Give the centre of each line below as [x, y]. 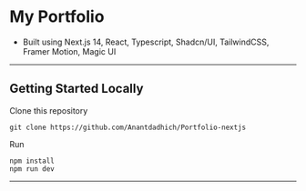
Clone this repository [49, 110]
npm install [32, 161]
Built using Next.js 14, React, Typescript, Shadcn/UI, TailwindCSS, [146, 42]
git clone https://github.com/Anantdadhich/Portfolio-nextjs [128, 127]
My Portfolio [57, 17]
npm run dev [32, 169]
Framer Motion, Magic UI [69, 51]
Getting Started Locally [76, 89]
